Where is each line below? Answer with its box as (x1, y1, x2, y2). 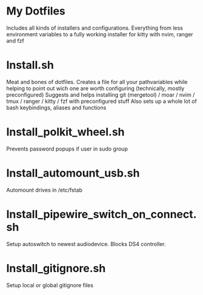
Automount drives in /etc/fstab (6, 186, 83, 193)
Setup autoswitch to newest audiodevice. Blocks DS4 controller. (6, 240, 167, 247)
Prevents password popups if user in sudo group (6, 145, 128, 152)
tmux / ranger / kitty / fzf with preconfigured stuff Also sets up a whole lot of (6, 97, 197, 105)
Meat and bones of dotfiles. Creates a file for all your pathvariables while (6, 78, 188, 85)
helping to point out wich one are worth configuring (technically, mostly (6, 85, 185, 92)
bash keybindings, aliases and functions (6, 104, 107, 111)
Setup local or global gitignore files (6, 281, 94, 288)
